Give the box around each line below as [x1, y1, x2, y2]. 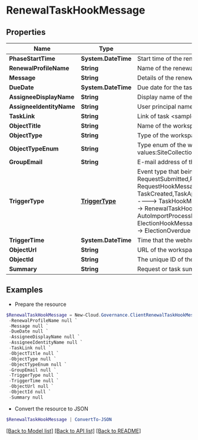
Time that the [137, 236, 174, 244]
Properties [6, 27, 46, 37]
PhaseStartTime [9, 54, 56, 63]
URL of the [137, 246, 167, 254]
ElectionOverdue [144, 227, 191, 234]
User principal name [137, 103, 193, 110]
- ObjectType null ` [8, 356, 57, 362]
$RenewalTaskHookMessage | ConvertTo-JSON [6, 416, 112, 422]
